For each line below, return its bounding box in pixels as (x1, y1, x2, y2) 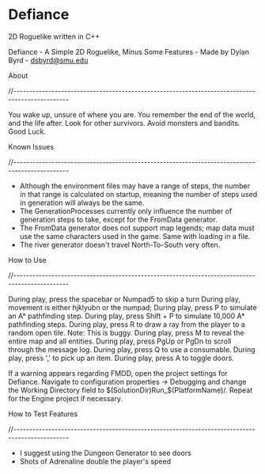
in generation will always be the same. (19, 198, 145, 207)
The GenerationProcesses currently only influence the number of (19, 206, 233, 215)
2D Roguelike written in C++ (8, 32, 100, 41)
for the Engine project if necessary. (8, 393, 123, 403)
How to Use (8, 255, 47, 264)
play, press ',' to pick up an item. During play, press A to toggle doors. (8, 353, 235, 362)
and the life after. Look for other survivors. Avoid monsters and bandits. (8, 118, 240, 127)
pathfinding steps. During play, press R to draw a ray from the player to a (8, 319, 245, 329)
